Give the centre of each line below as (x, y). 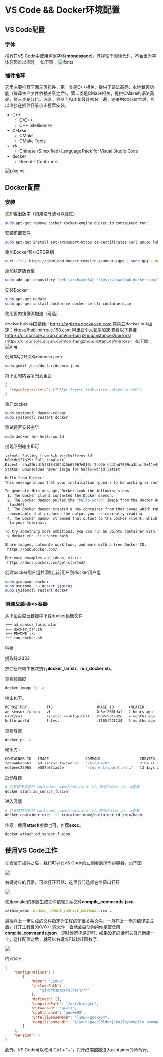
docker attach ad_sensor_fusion (38, 834)
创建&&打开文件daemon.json (33, 357)
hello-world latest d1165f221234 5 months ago (80, 721)
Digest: (13, 464)
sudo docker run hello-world (34, 437)
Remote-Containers (39, 162)
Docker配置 (23, 187)
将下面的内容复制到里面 (28, 375)
